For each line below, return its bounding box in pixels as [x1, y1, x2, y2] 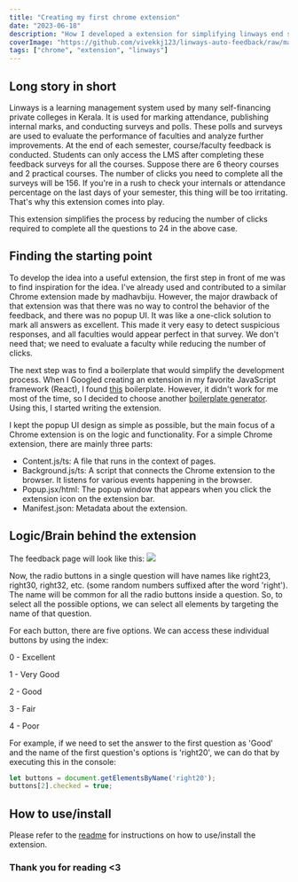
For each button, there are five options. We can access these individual [9, 625, 270, 636]
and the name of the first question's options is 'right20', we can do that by [9, 746, 280, 758]
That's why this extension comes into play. [9, 196, 165, 207]
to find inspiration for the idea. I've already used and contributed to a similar [9, 281, 286, 293]
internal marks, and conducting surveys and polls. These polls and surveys [9, 121, 283, 131]
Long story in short [9, 79, 117, 94]
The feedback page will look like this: [9, 553, 145, 564]
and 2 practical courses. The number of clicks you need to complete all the [9, 168, 284, 178]
